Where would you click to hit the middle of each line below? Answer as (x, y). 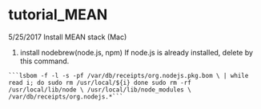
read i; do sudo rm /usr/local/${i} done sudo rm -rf (100, 83)
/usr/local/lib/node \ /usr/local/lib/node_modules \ (100, 90)
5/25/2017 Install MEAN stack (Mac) (68, 37)
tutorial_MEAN (58, 15)
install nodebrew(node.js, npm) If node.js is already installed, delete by (137, 52)
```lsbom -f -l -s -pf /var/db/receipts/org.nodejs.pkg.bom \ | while (128, 75)
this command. (44, 61)
